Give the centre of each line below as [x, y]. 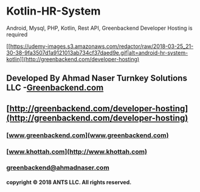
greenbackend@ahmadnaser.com [58, 168]
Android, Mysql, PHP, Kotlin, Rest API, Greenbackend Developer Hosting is [99, 28]
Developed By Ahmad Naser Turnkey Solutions [97, 78]
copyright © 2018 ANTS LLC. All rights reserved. [69, 182]
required [17, 34]
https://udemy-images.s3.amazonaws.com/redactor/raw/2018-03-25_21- [102, 46]
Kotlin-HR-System [53, 11]
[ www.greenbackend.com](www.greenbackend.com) [88, 135]
